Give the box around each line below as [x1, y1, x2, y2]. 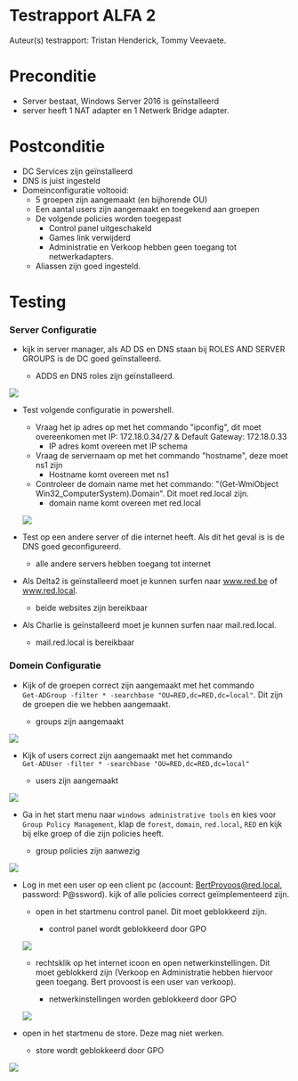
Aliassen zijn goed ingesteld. [35, 260, 141, 271]
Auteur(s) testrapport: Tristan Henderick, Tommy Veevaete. [9, 35, 227, 45]
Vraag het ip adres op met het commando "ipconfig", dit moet [35, 422, 262, 433]
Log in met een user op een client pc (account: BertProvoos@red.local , [21, 879, 283, 890]
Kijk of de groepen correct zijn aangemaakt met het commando [21, 680, 255, 690]
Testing [9, 292, 67, 312]
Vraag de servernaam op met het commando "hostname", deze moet [35, 450, 289, 461]
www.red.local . [21, 585, 78, 596]
